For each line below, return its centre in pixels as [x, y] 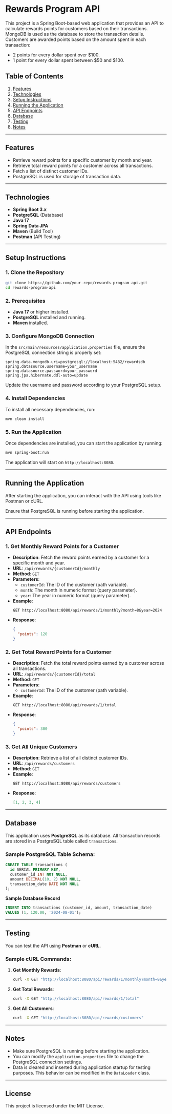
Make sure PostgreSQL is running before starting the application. [81, 1051]
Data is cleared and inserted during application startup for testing [82, 1067]
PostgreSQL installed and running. [49, 318]
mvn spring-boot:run [27, 452]
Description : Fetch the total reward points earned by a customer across [88, 663]
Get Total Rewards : [33, 990]
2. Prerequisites [26, 301]
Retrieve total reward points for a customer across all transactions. [83, 165]
